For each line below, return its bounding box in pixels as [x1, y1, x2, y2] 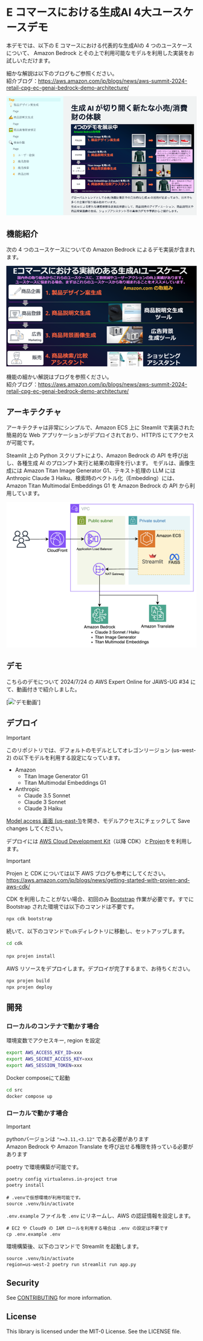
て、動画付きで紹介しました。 [6, 686, 80, 693]
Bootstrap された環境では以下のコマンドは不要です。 [6, 903, 138, 911]
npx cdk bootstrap [6, 916, 53, 922]
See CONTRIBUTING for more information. [6, 1294, 112, 1301]
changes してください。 [6, 825, 66, 832]
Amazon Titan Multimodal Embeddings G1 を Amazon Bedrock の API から [6, 482, 190, 490]
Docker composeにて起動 [6, 1074, 71, 1082]
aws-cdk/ [6, 883, 30, 891]
